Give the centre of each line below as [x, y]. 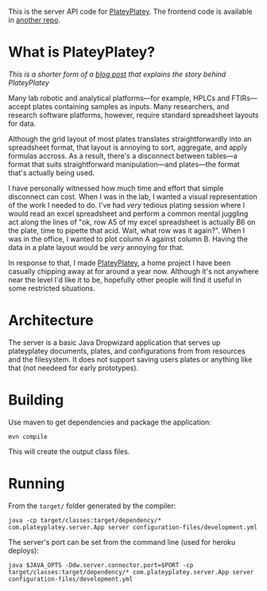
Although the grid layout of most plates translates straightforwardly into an [130, 139]
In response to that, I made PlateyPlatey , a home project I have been [120, 263]
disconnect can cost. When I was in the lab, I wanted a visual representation [133, 196]
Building [36, 400]
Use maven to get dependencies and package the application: [110, 422]
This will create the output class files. [69, 451]
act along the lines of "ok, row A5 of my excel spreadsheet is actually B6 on [132, 221]
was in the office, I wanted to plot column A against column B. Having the [128, 239]
